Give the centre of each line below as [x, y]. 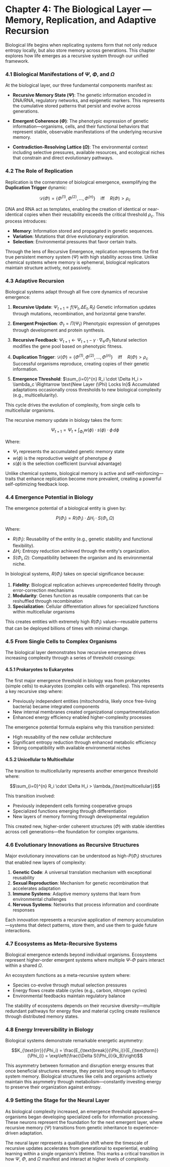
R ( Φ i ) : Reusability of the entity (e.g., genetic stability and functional [82, 539]
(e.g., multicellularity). [35, 395]
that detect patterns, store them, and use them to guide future [93, 925]
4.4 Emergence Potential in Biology [49, 497]
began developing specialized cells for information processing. [94, 1117]
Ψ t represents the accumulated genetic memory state [69, 452]
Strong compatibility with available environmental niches [71, 748]
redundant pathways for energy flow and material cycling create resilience [83, 1011]
